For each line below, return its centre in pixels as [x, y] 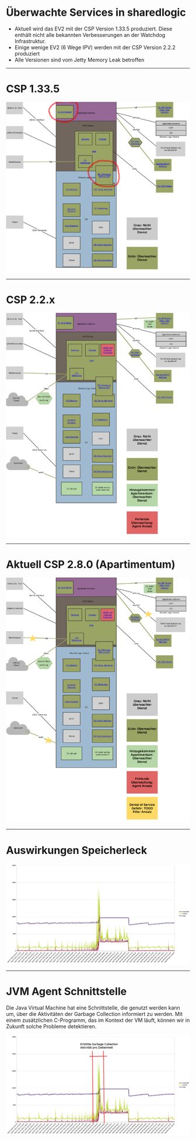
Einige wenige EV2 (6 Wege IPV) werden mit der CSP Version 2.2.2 [95, 47]
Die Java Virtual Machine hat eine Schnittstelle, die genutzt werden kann [93, 1008]
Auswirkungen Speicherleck [77, 850]
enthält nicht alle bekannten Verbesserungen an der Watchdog [90, 35]
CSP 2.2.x [31, 300]
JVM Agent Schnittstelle [66, 992]
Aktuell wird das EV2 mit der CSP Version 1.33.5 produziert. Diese [93, 29]
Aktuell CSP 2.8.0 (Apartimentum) [91, 565]
